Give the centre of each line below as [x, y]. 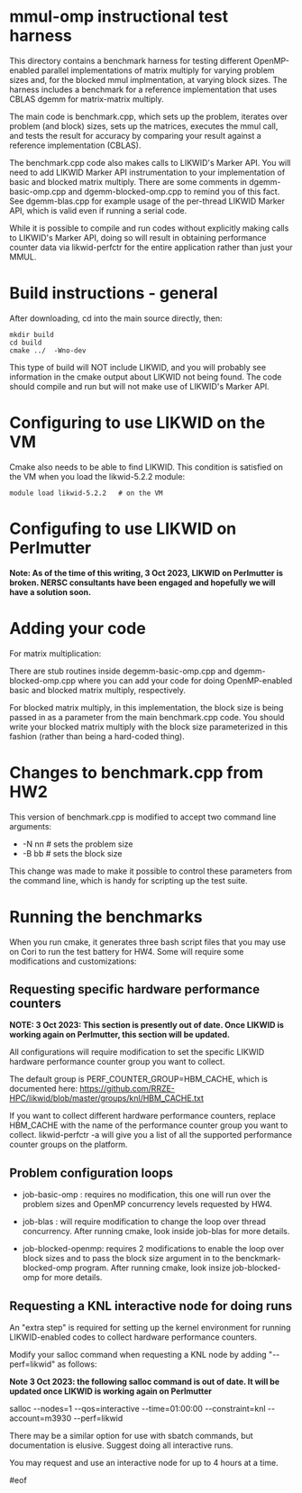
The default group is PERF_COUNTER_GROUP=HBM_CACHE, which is [139, 1079]
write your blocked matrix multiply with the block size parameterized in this [149, 727]
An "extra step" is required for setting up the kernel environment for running [150, 1328]
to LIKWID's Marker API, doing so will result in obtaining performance [138, 237]
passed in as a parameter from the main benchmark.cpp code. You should [147, 717]
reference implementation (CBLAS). [75, 145]
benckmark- [258, 1259]
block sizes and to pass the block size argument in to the [128, 1259]
